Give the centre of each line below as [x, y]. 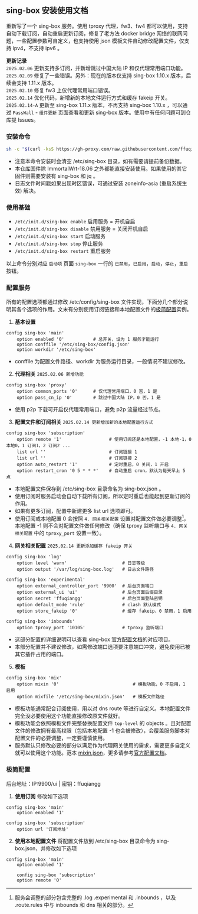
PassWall [23, 113]
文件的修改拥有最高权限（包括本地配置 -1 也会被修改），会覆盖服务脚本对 [102, 731]
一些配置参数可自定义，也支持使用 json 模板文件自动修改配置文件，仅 [100, 41]
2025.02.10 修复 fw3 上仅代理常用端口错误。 [60, 90]
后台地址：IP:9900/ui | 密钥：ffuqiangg [54, 783]
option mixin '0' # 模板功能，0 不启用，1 [101, 684]
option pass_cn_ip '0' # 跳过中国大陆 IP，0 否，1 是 [89, 398]
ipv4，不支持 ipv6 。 [38, 48]
